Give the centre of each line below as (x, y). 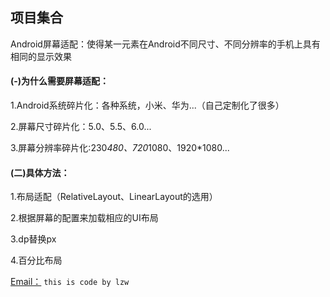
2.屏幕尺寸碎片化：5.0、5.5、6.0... (81, 127)
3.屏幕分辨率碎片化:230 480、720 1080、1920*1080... (120, 148)
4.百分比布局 (36, 260)
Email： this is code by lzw (70, 282)
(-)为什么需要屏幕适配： (60, 81)
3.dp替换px (33, 239)
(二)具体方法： (40, 172)
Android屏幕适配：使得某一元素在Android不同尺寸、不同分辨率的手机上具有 (165, 44)
